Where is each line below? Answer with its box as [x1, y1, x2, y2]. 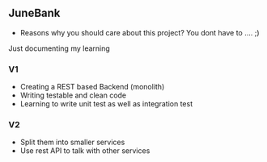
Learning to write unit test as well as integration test [19, 99, 193, 109]
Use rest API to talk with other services [19, 146, 150, 156]
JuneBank [8, 6, 61, 20]
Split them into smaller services [19, 137, 125, 147]
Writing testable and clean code [19, 90, 127, 100]
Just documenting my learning [8, 44, 111, 53]
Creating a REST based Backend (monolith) [19, 82, 165, 92]
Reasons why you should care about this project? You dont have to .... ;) [19, 27, 261, 37]
